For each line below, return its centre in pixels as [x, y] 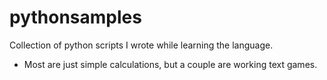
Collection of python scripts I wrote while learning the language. [141, 45]
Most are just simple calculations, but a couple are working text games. [170, 64]
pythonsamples [75, 17]
